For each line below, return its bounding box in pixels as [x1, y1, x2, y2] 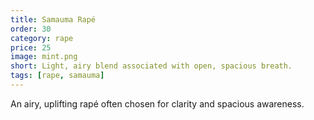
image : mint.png [10, 52, 78, 62]
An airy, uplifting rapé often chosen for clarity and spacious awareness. [10, 97, 305, 110]
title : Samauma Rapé [10, 14, 97, 25]
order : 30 [10, 24, 52, 34]
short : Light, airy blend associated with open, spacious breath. [10, 61, 293, 71]
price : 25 [10, 42, 52, 53]
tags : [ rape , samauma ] [10, 71, 105, 81]
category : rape [10, 33, 74, 43]
